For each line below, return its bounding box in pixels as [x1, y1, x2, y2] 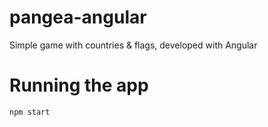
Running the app [9, 74, 149, 97]
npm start [9, 107, 51, 117]
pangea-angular [9, 6, 147, 29]
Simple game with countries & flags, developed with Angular [9, 39, 258, 51]
